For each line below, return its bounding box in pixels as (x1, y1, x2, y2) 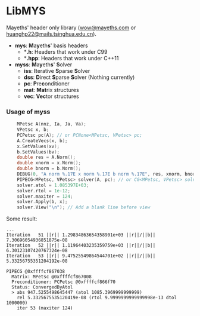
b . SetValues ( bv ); (17, 149, 60, 155)
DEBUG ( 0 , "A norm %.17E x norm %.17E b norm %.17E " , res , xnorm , (17, 171, 183, 177)
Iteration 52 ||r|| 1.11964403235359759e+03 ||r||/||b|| (6, 243, 156, 248)
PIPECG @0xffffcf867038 (6, 269, 65, 275)
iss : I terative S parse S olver (23, 67, 90, 74)
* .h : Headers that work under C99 (23, 48, 108, 55)
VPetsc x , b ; (17, 127, 49, 133)
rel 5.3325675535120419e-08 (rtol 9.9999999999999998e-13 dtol (17, 294, 177, 301)
